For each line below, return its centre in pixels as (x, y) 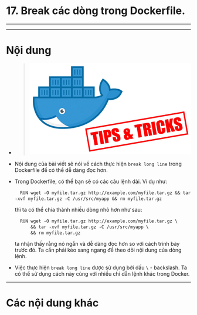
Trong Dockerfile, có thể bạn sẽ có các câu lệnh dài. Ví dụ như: (91, 181)
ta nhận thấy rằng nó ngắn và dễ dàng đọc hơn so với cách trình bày (97, 243)
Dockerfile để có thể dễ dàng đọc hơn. (61, 170)
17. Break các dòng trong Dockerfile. (96, 11)
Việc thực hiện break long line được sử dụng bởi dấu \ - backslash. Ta (101, 267)
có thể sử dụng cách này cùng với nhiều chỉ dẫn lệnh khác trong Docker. (102, 273)
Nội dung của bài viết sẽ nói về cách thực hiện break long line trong (98, 164)
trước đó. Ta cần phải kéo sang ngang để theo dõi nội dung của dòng (98, 250)
